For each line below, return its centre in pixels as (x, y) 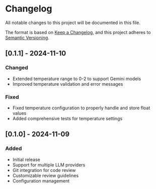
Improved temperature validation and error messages (68, 84)
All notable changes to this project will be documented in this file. (73, 23)
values (19, 113)
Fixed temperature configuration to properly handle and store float (81, 108)
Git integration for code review (44, 170)
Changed (17, 68)
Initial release (26, 159)
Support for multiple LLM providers (49, 165)
